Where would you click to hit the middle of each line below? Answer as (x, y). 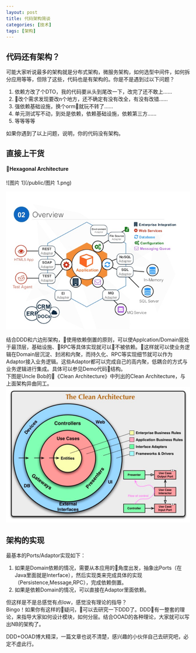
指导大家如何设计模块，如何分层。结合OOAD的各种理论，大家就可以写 (105, 617)
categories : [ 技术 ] (29, 25)
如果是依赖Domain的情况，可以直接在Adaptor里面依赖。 (82, 590)
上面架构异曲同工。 (29, 384)
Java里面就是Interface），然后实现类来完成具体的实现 (78, 575)
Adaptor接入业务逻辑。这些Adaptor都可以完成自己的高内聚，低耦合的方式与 (97, 362)
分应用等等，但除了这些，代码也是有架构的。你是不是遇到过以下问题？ (90, 80)
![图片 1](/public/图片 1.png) (39, 183)
